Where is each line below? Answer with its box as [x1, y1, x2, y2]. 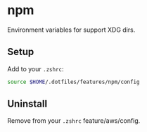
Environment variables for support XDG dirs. [7, 25, 136, 34]
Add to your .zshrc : [7, 64, 64, 73]
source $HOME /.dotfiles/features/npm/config [7, 78, 140, 85]
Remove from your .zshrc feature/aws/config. [7, 116, 141, 125]
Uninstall [7, 98, 48, 110]
